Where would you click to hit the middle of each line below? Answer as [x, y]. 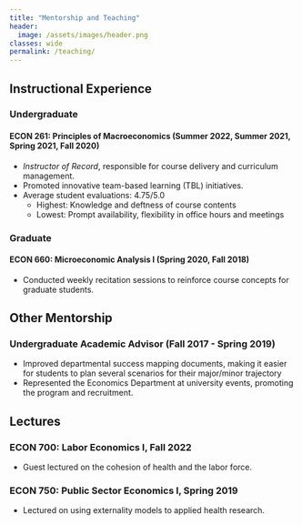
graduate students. [58, 289]
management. [49, 176]
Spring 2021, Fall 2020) [55, 146]
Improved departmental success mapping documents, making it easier [155, 364]
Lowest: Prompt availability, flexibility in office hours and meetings [160, 214]
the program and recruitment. [78, 393]
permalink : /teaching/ [52, 52]
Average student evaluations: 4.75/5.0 [94, 195]
